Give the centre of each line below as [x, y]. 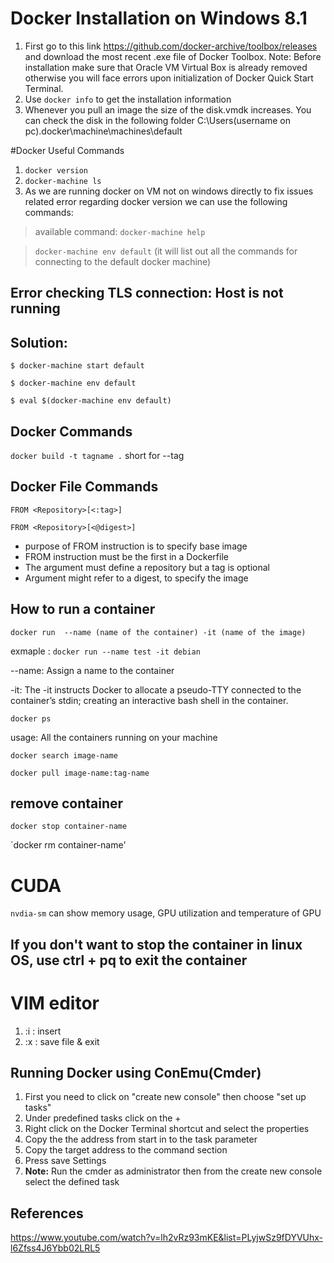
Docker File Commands [84, 487]
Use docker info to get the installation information [128, 99]
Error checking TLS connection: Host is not [147, 293]
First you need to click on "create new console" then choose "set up [165, 1097]
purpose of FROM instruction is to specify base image [136, 546]
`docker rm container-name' [68, 845]
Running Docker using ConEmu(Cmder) [136, 1073]
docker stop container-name [69, 827]
